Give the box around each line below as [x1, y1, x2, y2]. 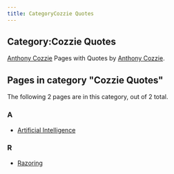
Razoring [17, 159, 43, 167]
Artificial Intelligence [17, 125, 76, 134]
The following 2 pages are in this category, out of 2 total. [7, 93, 168, 101]
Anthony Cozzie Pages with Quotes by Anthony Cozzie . [7, 54, 165, 62]
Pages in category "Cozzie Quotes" [7, 74, 164, 86]
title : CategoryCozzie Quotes [7, 10, 95, 17]
